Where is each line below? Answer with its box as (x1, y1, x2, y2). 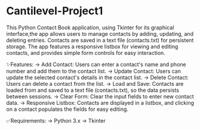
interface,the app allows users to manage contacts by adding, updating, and (6, 30, 194, 37)
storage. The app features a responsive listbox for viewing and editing (6, 43, 179, 50)
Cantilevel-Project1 (6, 4, 103, 18)
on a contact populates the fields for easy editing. (6, 106, 128, 113)
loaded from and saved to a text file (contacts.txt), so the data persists (6, 86, 179, 94)
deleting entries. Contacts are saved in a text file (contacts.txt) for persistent (6, 36, 194, 44)
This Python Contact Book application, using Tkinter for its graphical (6, 24, 174, 31)
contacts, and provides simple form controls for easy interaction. (6, 49, 165, 56)
